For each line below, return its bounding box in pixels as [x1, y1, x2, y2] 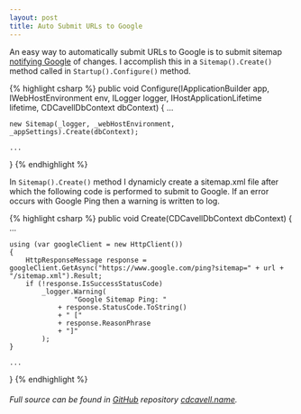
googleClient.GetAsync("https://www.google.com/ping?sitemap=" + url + [9, 263, 284, 273]
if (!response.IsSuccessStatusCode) [25, 279, 164, 288]
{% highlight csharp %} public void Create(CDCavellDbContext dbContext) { [9, 212, 293, 223]
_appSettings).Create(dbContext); [9, 127, 140, 136]
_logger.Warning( [41, 287, 106, 296]
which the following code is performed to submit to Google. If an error [9, 185, 269, 196]
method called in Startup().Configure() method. [9, 65, 191, 76]
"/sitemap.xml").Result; [9, 271, 103, 280]
